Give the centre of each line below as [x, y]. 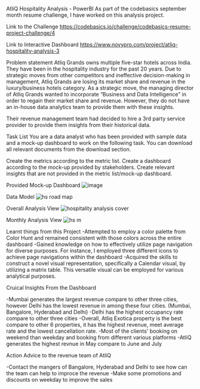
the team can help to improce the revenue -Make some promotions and [94, 373]
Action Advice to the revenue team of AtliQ [59, 355]
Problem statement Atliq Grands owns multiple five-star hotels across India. [99, 63]
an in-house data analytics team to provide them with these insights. [90, 107]
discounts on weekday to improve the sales [59, 380]
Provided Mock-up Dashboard [43, 185]
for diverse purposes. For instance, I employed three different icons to [92, 250]
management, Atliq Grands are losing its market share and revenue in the [96, 81]
